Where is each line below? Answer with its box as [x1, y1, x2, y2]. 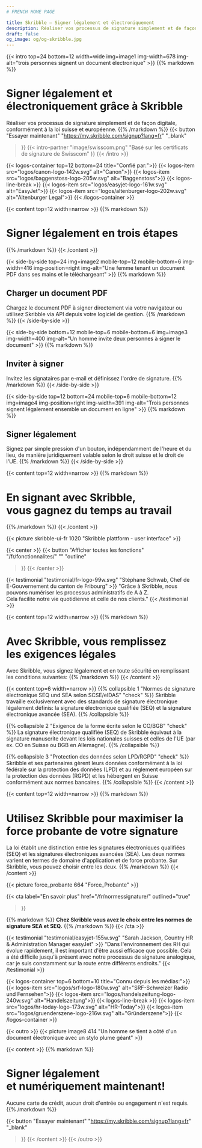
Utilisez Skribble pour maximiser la [6, 811, 184, 825]
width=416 [6, 264, 32, 271]
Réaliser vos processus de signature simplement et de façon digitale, [6, 120, 177, 127]
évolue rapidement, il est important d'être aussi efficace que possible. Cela [6, 947, 192, 954]
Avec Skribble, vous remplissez [6, 635, 167, 648]
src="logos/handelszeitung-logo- [93, 991, 176, 998]
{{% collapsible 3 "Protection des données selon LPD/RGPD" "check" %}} [6, 753, 189, 760]
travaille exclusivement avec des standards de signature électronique [6, 698, 178, 705]
